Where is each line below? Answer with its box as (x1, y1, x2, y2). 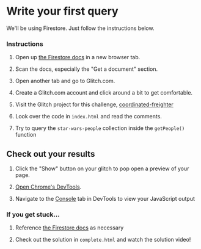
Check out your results (6, 148, 95, 159)
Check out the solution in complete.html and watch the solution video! (15, 236, 191, 244)
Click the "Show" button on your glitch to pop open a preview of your (15, 165, 189, 172)
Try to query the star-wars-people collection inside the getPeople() (15, 125, 185, 132)
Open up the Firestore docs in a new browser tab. (15, 54, 141, 61)
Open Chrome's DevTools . (15, 183, 82, 190)
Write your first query (6, 4, 119, 18)
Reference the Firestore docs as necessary (15, 224, 124, 231)
